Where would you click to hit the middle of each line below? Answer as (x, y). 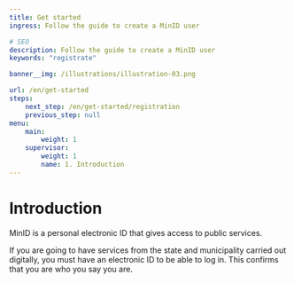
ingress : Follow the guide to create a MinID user (104, 26)
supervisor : (47, 148)
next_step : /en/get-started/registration (102, 106)
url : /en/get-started (49, 90)
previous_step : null (63, 115)
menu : (19, 123)
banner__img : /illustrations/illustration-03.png (103, 75)
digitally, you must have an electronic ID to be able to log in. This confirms (144, 259)
